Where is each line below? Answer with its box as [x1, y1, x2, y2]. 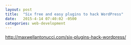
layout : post [5, 7, 32, 12]
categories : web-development [5, 21, 66, 26]
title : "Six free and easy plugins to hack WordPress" [5, 12, 124, 17]
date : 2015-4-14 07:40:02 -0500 [5, 16, 77, 21]
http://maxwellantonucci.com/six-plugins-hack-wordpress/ [5, 34, 126, 40]
